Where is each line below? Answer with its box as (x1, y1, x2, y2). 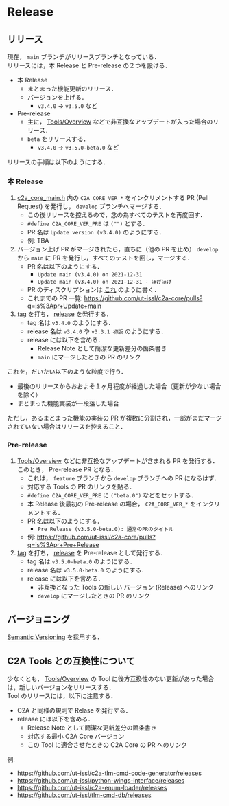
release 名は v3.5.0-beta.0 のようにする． (27, 566, 147, 574)
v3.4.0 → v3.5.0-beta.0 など (37, 144, 119, 151)
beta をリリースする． (27, 135, 90, 143)
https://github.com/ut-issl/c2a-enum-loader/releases (16, 784, 167, 792)
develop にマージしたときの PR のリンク (37, 592, 150, 600)
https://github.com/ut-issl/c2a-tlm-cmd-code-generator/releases (16, 769, 202, 777)
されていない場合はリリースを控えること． (7, 423, 127, 431)
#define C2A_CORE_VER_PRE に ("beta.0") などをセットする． (27, 491, 197, 499)
